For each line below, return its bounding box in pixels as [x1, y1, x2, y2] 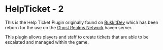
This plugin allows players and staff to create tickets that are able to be [5, 34, 149, 40]
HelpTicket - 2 [5, 3, 64, 15]
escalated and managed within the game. [5, 39, 89, 45]
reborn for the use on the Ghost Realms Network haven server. [5, 24, 132, 30]
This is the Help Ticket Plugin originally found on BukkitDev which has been [5, 19, 159, 25]
